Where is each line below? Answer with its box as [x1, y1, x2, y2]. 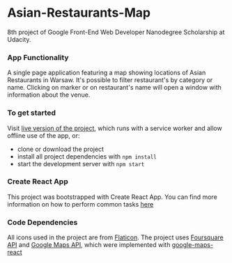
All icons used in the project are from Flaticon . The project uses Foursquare [7, 233, 224, 241]
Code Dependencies [7, 217, 78, 227]
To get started [7, 108, 56, 118]
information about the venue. [7, 90, 91, 99]
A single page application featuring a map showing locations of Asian [7, 68, 206, 77]
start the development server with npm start [17, 159, 145, 168]
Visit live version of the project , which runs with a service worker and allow [7, 124, 222, 132]
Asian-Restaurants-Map [7, 5, 151, 21]
